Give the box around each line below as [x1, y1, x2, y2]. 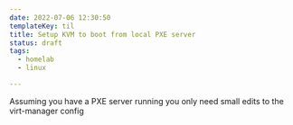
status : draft [9, 38, 63, 48]
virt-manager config [9, 105, 84, 116]
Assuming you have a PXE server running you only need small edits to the [9, 95, 285, 106]
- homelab [17, 55, 54, 64]
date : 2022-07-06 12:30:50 [9, 13, 111, 22]
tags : [9, 47, 30, 56]
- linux [17, 64, 47, 73]
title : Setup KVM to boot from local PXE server [9, 30, 196, 39]
